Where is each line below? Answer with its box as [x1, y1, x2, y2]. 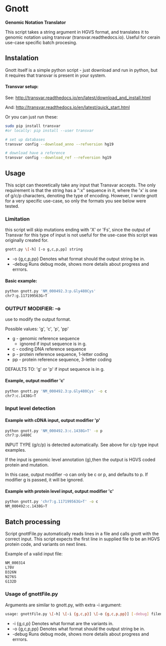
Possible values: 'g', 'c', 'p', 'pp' [5, 326, 69, 332]
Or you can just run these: [5, 114, 58, 119]
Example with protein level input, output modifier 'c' [5, 488, 114, 494]
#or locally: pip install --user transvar [5, 128, 94, 133]
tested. [5, 203, 20, 209]
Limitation [5, 215, 30, 222]
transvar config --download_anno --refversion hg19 [5, 142, 114, 147]
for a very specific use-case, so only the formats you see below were [5, 198, 147, 204]
